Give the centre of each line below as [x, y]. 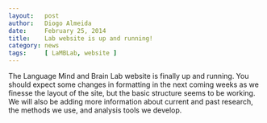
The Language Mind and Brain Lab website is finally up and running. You [129, 76]
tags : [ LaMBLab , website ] [63, 53]
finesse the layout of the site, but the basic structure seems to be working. [132, 93]
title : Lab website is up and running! [81, 38]
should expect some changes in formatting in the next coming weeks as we [134, 84]
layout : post [34, 16]
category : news [34, 46]
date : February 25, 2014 [57, 31]
